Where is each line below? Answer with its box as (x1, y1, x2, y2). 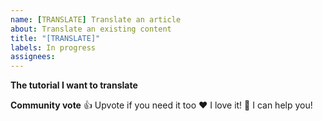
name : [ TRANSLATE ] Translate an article (10, 14, 182, 25)
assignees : (10, 52, 56, 62)
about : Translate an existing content (10, 24, 172, 34)
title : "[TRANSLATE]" (10, 33, 101, 43)
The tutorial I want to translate (10, 79, 138, 91)
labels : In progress (10, 42, 97, 53)
